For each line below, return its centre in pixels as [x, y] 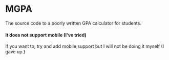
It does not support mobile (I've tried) [46, 35]
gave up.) [15, 52]
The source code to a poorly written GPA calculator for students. [73, 23]
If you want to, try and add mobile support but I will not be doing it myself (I [85, 46]
